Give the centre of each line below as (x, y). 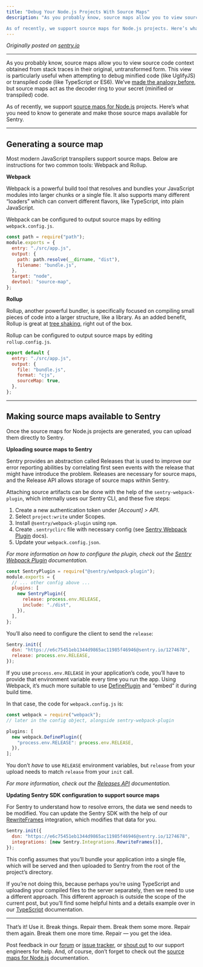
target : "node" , (32, 276)
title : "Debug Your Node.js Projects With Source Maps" (78, 12)
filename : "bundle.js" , (47, 265)
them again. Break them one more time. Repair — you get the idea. (89, 933)
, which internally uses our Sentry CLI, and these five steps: (96, 498)
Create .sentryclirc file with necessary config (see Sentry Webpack (101, 529)
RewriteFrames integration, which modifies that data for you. (82, 820)
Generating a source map (55, 144)
